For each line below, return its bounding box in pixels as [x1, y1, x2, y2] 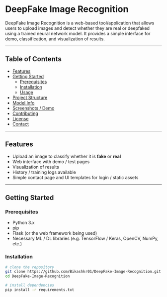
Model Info [12, 99, 35, 105]
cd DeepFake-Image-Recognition [5, 274, 70, 279]
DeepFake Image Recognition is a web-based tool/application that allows [5, 20, 155, 26]
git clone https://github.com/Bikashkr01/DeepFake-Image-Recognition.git [5, 269, 162, 274]
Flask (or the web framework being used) [12, 230, 97, 236]
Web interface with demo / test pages [12, 158, 90, 165]
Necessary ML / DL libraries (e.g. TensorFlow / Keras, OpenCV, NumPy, [12, 235, 159, 242]
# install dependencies [5, 283, 55, 288]
